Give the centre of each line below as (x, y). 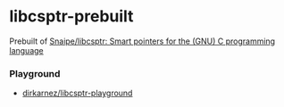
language (26, 50)
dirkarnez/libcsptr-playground (77, 93)
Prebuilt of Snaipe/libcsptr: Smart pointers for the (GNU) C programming (142, 41)
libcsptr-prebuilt (71, 16)
